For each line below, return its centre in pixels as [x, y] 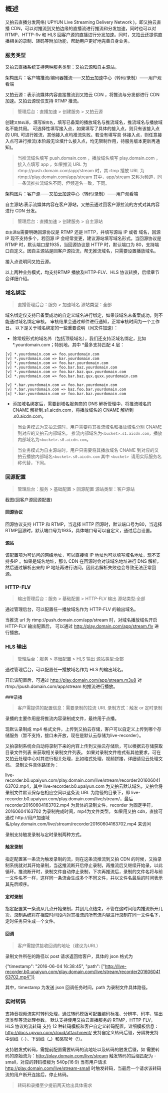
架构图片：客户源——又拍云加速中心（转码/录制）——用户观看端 [72, 194]
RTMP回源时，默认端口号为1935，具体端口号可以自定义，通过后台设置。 [80, 530]
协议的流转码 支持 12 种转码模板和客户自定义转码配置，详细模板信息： [87, 1026]
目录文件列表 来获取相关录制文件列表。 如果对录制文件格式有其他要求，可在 [83, 752]
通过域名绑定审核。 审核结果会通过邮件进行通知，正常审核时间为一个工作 [84, 322]
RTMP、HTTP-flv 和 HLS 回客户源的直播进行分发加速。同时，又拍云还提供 [82, 35]
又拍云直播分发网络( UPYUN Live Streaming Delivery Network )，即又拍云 [81, 22]
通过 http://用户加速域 [27, 817]
